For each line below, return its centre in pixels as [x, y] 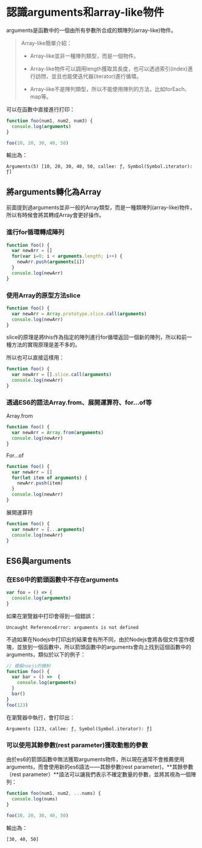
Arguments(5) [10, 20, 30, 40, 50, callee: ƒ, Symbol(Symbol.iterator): [99, 166]
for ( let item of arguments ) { [49, 478]
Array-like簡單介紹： [46, 43]
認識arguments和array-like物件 [85, 12]
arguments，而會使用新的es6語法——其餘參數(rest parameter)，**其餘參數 [100, 767]
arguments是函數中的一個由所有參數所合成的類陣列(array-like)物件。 [91, 30]
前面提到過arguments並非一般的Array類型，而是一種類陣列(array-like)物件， [101, 207]
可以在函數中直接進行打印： [41, 109]
